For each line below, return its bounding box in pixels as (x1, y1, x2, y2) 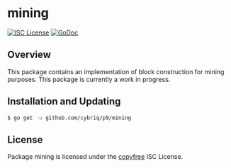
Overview (7, 49, 52, 61)
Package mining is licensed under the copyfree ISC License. (7, 152, 184, 161)
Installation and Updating (7, 95, 121, 107)
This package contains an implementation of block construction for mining (7, 67, 225, 76)
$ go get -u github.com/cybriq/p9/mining (7, 114, 132, 121)
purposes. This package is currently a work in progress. (7, 75, 171, 83)
